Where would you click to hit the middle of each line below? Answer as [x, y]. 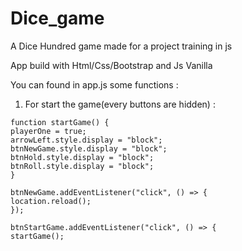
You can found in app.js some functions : [94, 84]
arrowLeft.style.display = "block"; [86, 140]
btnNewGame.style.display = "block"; [89, 148]
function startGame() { [60, 122]
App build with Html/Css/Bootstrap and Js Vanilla [111, 65]
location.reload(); [51, 201]
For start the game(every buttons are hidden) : [120, 104]
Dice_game [57, 18]
